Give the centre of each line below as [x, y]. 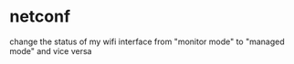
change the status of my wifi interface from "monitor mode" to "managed [147, 41]
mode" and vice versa [51, 50]
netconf [40, 17]
